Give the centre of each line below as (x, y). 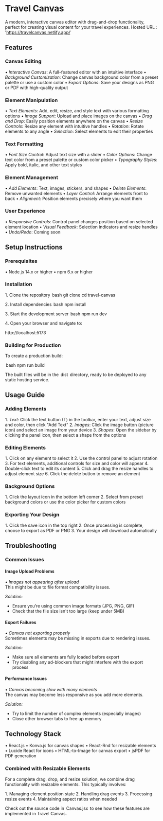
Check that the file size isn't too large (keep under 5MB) (68, 611)
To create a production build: (34, 356)
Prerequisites (21, 261)
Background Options (30, 486)
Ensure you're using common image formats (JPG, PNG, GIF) (73, 606)
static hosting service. (27, 380)
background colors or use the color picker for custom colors (65, 502)
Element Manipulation (32, 100)
